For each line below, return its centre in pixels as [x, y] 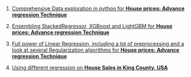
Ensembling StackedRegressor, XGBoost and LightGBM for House [92, 26]
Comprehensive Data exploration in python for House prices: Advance [98, 9]
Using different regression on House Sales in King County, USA [90, 68]
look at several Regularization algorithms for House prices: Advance [96, 50]
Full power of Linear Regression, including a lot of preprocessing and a [98, 44]
